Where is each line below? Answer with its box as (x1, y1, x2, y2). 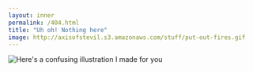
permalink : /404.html (8, 19, 80, 27)
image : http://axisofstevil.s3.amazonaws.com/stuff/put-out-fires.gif (8, 33, 246, 41)
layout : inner (8, 11, 55, 20)
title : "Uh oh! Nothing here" (8, 26, 108, 34)
